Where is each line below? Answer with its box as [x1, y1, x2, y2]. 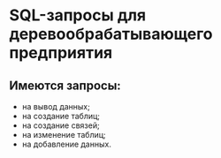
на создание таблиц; [21, 111, 100, 121]
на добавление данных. [21, 139, 112, 149]
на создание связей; [21, 120, 100, 131]
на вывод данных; [21, 102, 90, 111]
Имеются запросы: [9, 78, 121, 93]
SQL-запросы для [9, 5, 147, 26]
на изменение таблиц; [21, 130, 106, 139]
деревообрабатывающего [9, 24, 213, 44]
